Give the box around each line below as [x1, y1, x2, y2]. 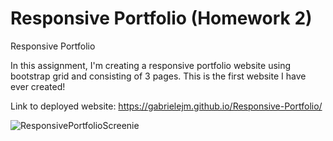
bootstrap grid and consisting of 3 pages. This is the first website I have [10, 70, 307, 82]
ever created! [10, 80, 66, 92]
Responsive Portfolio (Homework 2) [10, 7, 313, 30]
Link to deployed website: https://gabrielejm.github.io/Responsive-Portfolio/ [10, 100, 323, 112]
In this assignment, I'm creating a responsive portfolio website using [10, 59, 292, 71]
